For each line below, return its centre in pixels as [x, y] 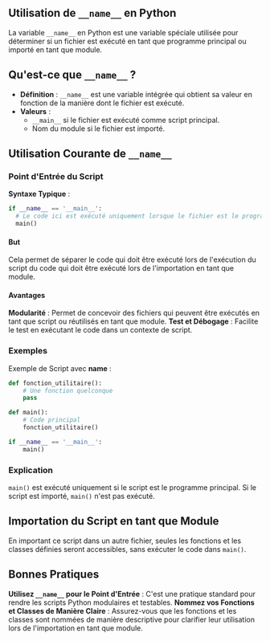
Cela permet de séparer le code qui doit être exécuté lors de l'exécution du [133, 259]
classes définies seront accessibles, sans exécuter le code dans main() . [127, 549]
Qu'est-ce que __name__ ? [72, 75]
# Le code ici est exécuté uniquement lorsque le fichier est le [127, 216]
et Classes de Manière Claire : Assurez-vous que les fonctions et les [123, 610]
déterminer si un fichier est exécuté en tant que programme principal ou [127, 41]
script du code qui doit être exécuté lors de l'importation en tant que [121, 268]
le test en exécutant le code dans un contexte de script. [100, 330]
